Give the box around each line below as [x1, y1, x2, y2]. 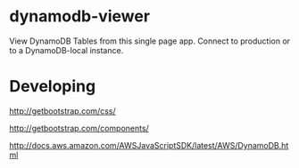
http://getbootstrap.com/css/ [9, 105, 116, 116]
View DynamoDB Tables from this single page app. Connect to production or [9, 36, 291, 46]
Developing [9, 76, 96, 97]
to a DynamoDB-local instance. [9, 44, 124, 55]
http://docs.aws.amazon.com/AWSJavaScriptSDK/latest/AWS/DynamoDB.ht [9, 140, 289, 150]
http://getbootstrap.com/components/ [9, 123, 149, 133]
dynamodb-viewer [9, 6, 150, 27]
